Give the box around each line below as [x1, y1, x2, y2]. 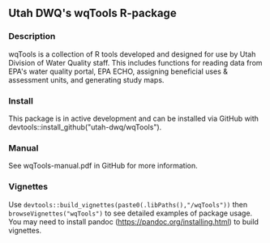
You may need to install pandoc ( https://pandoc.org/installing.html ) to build [8, 216, 259, 226]
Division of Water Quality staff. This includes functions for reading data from [8, 58, 263, 67]
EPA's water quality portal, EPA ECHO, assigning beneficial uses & [8, 66, 229, 76]
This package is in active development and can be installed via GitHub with [8, 113, 259, 123]
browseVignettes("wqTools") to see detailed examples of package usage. [8, 208, 253, 218]
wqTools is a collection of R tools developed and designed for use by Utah [8, 49, 256, 59]
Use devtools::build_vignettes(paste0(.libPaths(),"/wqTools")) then [8, 199, 248, 209]
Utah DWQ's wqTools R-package [8, 6, 177, 20]
